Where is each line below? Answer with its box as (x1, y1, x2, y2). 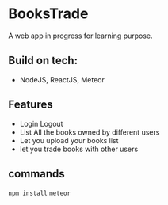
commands (8, 167, 65, 180)
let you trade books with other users (19, 144, 139, 154)
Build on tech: (8, 54, 78, 67)
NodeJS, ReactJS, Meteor (19, 74, 105, 84)
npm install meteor (8, 189, 71, 198)
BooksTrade (8, 5, 89, 23)
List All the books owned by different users (19, 127, 160, 137)
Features (8, 98, 53, 112)
